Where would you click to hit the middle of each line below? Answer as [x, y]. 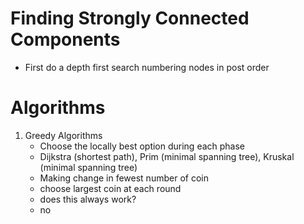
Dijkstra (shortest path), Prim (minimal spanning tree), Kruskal [167, 156]
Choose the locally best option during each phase [142, 146]
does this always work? [88, 199]
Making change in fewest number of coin [124, 178]
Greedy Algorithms [63, 135]
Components [65, 39]
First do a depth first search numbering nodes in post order [147, 67]
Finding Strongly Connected [130, 18]
